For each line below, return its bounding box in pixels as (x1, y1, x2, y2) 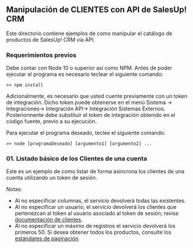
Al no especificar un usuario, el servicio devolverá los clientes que (14, 204, 176, 211)
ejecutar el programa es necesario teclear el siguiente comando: (6, 71, 164, 78)
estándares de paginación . (14, 235, 80, 242)
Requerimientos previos (6, 50, 77, 59)
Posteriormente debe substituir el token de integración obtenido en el (6, 112, 176, 119)
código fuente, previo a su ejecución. (6, 118, 97, 125)
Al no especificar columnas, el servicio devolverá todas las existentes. (14, 197, 186, 204)
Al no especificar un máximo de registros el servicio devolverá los (14, 222, 176, 230)
